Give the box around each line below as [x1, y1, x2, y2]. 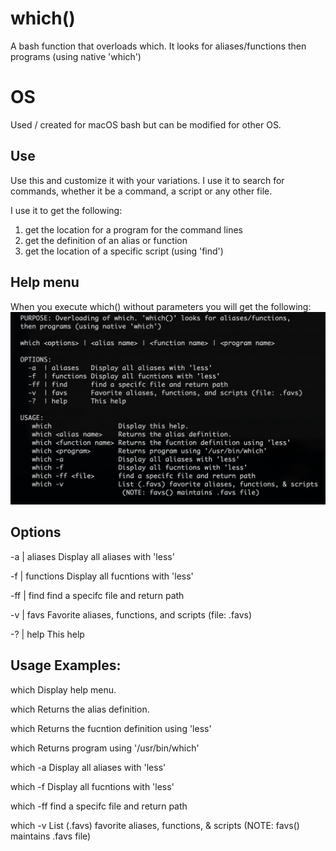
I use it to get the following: [10, 204, 123, 216]
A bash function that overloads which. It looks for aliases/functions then [10, 40, 307, 52]
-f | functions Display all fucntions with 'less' [10, 570, 194, 582]
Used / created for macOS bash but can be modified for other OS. [10, 118, 282, 131]
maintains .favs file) [10, 830, 92, 842]
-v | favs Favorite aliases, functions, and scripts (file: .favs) [10, 608, 253, 621]
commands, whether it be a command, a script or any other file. [10, 185, 273, 197]
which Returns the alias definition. [10, 703, 150, 715]
